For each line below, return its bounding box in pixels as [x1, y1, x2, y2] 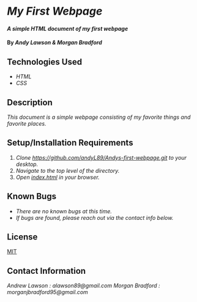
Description [7, 97, 53, 108]
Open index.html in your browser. [15, 173, 100, 181]
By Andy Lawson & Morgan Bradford [7, 39, 103, 47]
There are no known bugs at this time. [15, 207, 113, 215]
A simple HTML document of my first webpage [7, 25, 128, 32]
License [7, 232, 38, 243]
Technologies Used [7, 56, 82, 67]
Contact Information [7, 265, 86, 276]
